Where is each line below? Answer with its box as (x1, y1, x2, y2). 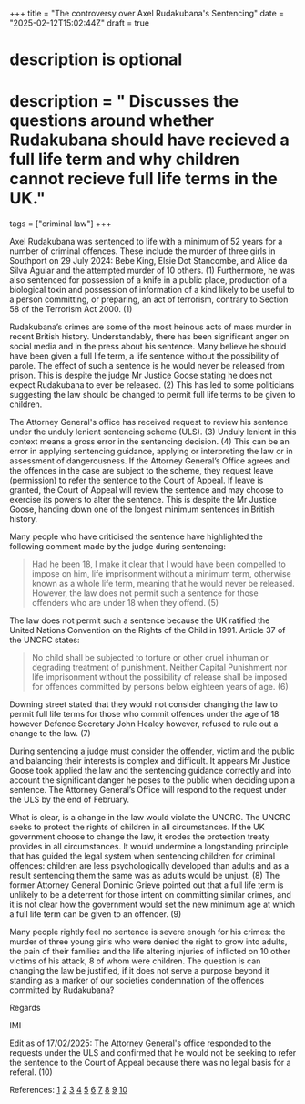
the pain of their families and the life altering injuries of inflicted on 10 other (9, 946, 291, 957)
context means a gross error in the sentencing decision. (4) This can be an (9, 436, 290, 447)
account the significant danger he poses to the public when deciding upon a (9, 775, 296, 786)
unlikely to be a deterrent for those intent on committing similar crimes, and (9, 890, 291, 901)
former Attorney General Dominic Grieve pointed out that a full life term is (9, 880, 284, 890)
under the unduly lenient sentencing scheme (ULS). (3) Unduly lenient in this (9, 426, 297, 437)
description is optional (9, 49, 183, 70)
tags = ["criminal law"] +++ (9, 218, 112, 229)
